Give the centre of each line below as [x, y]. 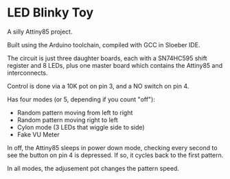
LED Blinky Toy [50, 13]
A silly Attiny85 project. [40, 32]
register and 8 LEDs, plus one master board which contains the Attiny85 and [115, 65]
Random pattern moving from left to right [75, 112]
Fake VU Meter [38, 134]
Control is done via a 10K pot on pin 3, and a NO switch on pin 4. [98, 86]
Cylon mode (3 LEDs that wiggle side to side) [81, 127]
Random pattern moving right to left [67, 120]
